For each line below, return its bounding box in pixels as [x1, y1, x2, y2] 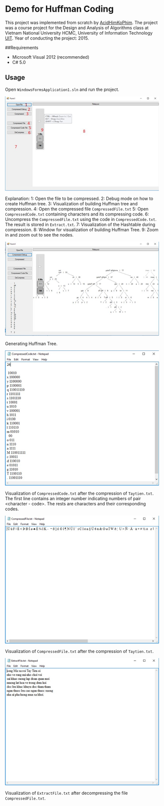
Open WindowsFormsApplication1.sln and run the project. [5, 87, 120, 92]
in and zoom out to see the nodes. [5, 232, 74, 238]
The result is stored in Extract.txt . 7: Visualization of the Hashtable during [5, 221, 155, 227]
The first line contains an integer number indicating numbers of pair [5, 496, 141, 501]
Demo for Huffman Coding [5, 3, 114, 15]
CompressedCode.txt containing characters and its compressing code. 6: [5, 211, 149, 217]
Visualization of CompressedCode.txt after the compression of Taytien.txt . [5, 490, 154, 497]
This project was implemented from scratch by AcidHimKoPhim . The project [5, 20, 158, 25]
